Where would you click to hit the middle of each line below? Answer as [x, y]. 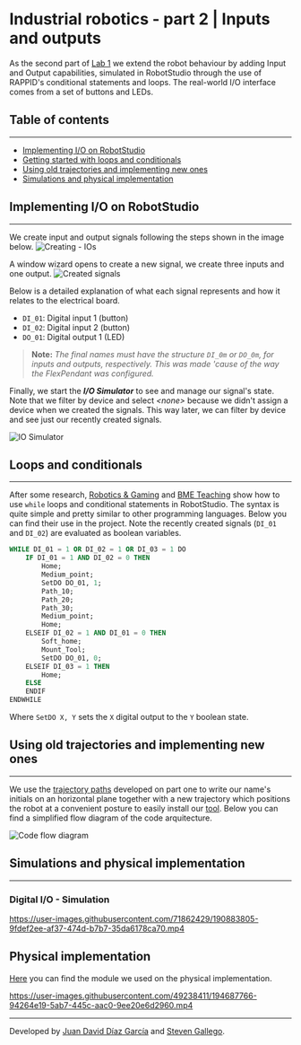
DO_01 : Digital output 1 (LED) [73, 337]
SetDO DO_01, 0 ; [72, 658]
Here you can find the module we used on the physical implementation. [141, 978]
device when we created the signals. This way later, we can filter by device [148, 409]
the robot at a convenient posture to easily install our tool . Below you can [144, 808]
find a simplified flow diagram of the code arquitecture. [111, 818]
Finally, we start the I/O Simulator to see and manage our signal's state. [142, 391]
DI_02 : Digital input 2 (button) [76, 327]
